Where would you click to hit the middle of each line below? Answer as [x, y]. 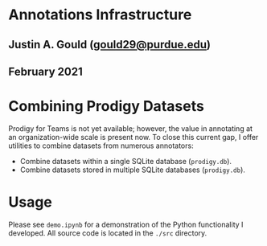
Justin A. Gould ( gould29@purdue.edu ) [110, 45]
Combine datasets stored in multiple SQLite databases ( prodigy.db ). [132, 170]
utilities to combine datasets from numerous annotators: [101, 146]
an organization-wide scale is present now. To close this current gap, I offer [133, 137]
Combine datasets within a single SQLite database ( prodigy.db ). [125, 161]
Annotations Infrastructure [100, 15]
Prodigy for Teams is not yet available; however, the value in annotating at [131, 128]
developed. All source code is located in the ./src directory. [108, 233]
